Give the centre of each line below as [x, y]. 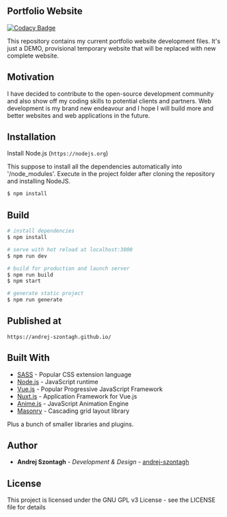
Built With [28, 358]
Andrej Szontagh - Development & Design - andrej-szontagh [103, 462]
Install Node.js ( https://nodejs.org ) [58, 153]
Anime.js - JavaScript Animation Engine [72, 403]
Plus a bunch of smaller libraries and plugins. [70, 424]
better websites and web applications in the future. [79, 115]
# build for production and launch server [68, 268]
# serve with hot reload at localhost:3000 [70, 249]
